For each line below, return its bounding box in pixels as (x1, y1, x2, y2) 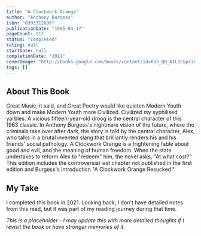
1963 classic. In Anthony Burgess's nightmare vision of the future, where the (6, 121, 194, 128)
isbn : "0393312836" (6, 20, 55, 26)
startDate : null (6, 48, 47, 54)
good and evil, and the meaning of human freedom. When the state (6, 147, 172, 154)
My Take (6, 183, 39, 193)
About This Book (6, 86, 70, 96)
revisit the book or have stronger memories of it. (6, 223, 126, 230)
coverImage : (6, 59, 36, 65)
